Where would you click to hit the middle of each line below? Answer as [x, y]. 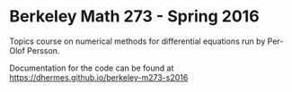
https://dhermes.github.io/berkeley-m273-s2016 [99, 77]
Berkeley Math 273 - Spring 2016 [134, 17]
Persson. [43, 50]
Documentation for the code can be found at [92, 68]
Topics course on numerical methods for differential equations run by [137, 41]
